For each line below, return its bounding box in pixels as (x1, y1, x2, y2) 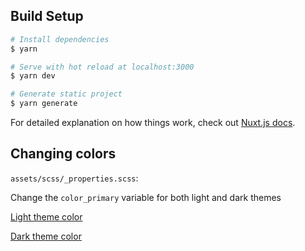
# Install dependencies (10, 34, 110, 44)
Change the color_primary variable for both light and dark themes (10, 191, 282, 203)
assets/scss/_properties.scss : (10, 172, 139, 184)
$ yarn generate (10, 99, 78, 109)
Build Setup (10, 8, 84, 25)
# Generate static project (10, 89, 123, 99)
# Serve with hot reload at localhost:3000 (10, 62, 195, 72)
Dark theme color (10, 230, 82, 242)
